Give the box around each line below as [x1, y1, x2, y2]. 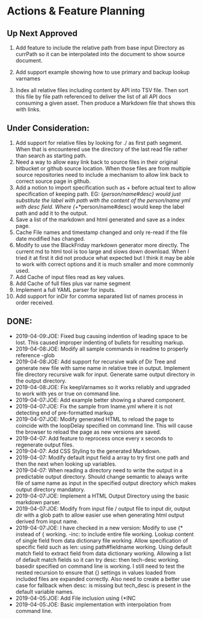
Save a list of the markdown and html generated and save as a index [15, 215, 185, 223]
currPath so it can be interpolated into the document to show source [15, 51, 185, 58]
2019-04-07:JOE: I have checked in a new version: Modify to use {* [15, 524, 183, 531]
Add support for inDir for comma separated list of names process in [15, 292, 183, 300]
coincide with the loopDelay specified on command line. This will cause [15, 422, 193, 429]
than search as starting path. [15, 152, 87, 159]
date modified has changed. [15, 235, 85, 242]
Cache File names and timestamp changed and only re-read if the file [15, 229, 188, 236]
